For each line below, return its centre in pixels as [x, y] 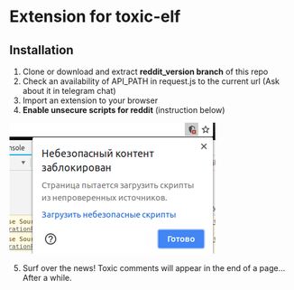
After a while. [47, 278]
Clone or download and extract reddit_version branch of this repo [145, 71]
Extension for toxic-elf [95, 17]
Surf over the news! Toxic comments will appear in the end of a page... [154, 268]
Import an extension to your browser [90, 100]
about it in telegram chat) [69, 91]
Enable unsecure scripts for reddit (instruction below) [124, 110]
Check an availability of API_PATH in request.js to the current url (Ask [151, 81]
